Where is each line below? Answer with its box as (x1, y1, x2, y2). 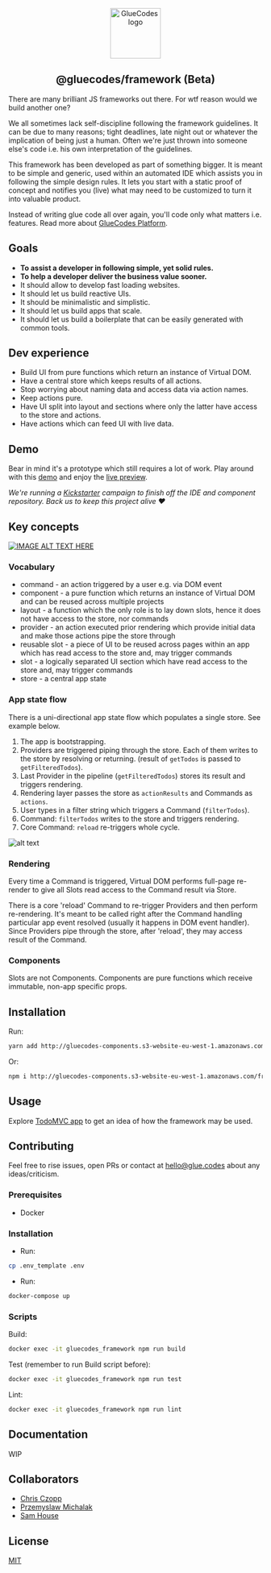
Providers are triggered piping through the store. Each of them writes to (19, 745, 258, 755)
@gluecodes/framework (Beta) (56, 73, 215, 86)
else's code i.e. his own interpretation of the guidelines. (8, 144, 193, 153)
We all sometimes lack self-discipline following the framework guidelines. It (8, 118, 259, 128)
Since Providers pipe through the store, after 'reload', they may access (8, 926, 244, 935)
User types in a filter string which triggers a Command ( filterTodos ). (19, 805, 250, 814)
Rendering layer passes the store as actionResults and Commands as (19, 788, 252, 797)
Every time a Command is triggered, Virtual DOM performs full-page (8, 876, 236, 886)
